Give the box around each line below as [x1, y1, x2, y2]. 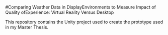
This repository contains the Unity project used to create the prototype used [5, 19, 163, 25]
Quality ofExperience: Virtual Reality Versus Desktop [5, 9, 114, 15]
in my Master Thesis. [5, 24, 49, 30]
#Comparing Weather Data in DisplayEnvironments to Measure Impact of [5, 4, 156, 10]
